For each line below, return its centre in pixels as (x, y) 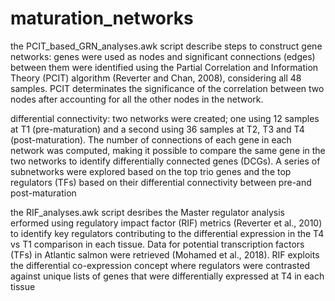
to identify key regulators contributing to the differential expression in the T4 (167, 233)
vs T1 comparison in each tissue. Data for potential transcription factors (157, 244)
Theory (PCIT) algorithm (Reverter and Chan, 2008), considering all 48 (156, 78)
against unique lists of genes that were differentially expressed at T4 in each (167, 276)
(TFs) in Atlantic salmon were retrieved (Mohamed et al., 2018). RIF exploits (165, 254)
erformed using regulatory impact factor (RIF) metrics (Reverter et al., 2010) (166, 223)
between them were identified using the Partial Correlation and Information (164, 67)
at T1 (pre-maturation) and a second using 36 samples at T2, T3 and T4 (157, 129)
